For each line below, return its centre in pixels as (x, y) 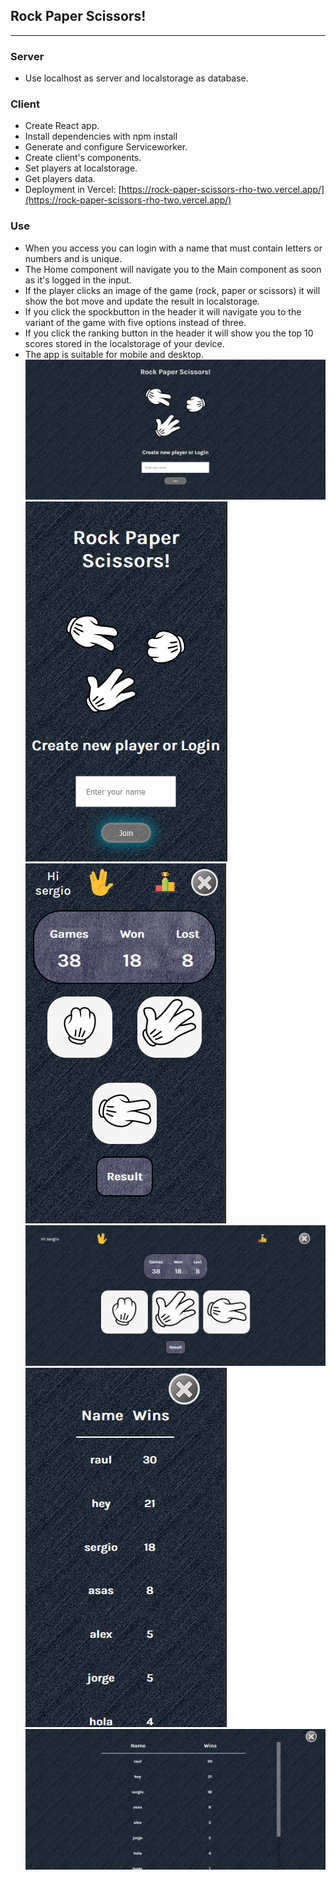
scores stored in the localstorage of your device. (124, 343)
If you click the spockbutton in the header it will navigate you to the (163, 311)
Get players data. (60, 179)
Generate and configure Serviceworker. (106, 147)
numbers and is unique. (73, 258)
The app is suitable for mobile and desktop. (114, 354)
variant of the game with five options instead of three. (135, 322)
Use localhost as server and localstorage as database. (136, 78)
